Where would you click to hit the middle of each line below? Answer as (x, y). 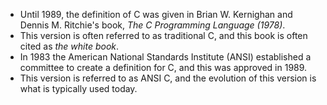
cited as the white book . (69, 46)
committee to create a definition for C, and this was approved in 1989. (163, 67)
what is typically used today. (78, 88)
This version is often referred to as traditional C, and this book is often (163, 35)
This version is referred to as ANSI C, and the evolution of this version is (168, 78)
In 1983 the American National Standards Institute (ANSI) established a (165, 57)
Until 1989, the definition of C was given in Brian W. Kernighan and (156, 14)
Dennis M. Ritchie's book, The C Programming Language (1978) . (152, 25)
